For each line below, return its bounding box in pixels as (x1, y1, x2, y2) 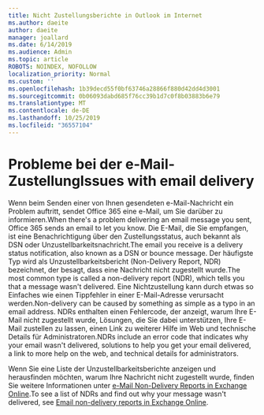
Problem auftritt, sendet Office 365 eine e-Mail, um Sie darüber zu (8, 206, 223, 216)
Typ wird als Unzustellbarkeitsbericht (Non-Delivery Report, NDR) (8, 257, 221, 266)
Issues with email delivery (80, 172, 255, 190)
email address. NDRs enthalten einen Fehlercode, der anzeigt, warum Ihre (8, 306, 248, 316)
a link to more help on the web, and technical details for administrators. (8, 348, 239, 358)
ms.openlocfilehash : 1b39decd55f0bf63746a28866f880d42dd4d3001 (8, 84, 221, 93)
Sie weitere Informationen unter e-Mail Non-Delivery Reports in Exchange (8, 380, 247, 390)
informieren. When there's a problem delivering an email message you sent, (8, 214, 252, 224)
